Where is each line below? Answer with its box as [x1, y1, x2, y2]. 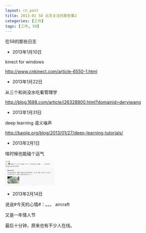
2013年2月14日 [12, 191, 43, 197]
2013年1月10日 [12, 49, 42, 55]
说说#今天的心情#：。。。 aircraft [5, 201, 70, 208]
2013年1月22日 [12, 79, 43, 85]
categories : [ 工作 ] [5, 18, 44, 23]
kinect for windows [5, 59, 45, 65]
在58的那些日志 [5, 39, 37, 45]
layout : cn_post [5, 8, 39, 13]
